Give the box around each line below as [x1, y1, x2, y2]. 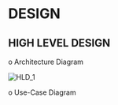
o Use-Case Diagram [8, 88, 76, 97]
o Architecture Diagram [8, 57, 84, 66]
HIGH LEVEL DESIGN [8, 36, 111, 50]
